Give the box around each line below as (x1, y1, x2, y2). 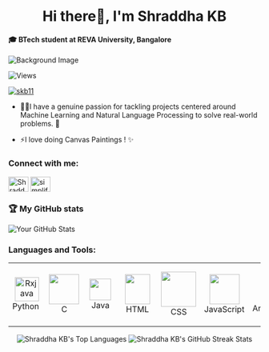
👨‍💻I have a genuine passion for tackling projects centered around (19, 102, 236, 111)
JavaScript (203, 304, 245, 315)
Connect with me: (8, 158, 79, 169)
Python (12, 301, 40, 312)
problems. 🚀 (19, 119, 60, 129)
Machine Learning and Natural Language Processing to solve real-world (19, 110, 258, 120)
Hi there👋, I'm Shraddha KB (42, 7, 227, 26)
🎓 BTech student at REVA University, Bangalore (8, 34, 172, 44)
